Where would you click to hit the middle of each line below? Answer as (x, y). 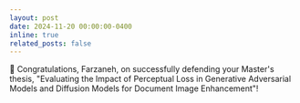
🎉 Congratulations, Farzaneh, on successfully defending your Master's (142, 69)
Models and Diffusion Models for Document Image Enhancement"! (134, 88)
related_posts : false (51, 43)
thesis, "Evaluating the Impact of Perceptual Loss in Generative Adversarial (150, 79)
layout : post (34, 18)
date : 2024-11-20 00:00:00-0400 (71, 26)
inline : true (34, 35)
